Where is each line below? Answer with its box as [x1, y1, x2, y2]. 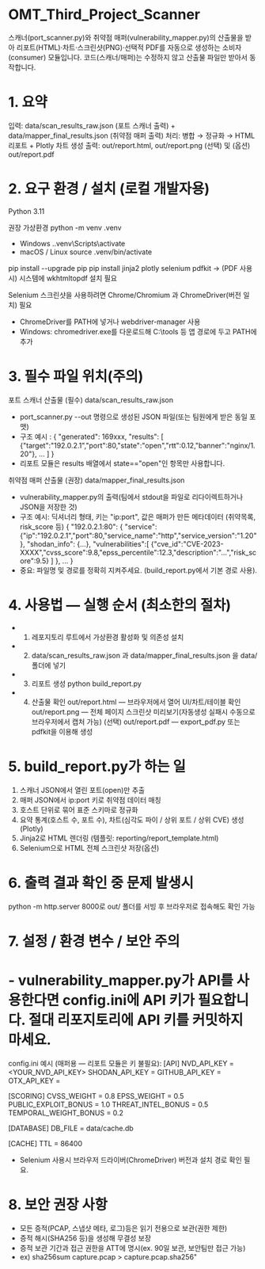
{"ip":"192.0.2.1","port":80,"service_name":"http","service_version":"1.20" [19, 531, 257, 540]
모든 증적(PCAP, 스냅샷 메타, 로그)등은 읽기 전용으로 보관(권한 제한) [19, 1223, 228, 1233]
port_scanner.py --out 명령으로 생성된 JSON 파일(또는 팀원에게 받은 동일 [19, 412, 248, 421]
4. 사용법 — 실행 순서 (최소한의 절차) [8, 596, 232, 614]
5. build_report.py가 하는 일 [8, 757, 186, 775]
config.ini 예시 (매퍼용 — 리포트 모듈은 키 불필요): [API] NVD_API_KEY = [8, 1058, 235, 1068]
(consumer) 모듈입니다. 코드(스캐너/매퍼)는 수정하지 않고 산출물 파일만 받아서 [8, 52, 248, 62]
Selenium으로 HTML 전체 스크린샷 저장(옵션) [19, 843, 160, 852]
